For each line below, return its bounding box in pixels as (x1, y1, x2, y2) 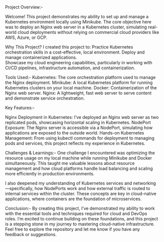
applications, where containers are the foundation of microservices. (5, 196, 142, 202)
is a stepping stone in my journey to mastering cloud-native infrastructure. (5, 221, 155, 227)
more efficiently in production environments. (5, 171, 94, 176)
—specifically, (5, 186, 34, 191)
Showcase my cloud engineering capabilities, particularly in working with (5, 60, 153, 65)
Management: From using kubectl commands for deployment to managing (5, 135, 155, 141)
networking (133, 180, 156, 186)
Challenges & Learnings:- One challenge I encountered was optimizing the (5, 150, 155, 156)
